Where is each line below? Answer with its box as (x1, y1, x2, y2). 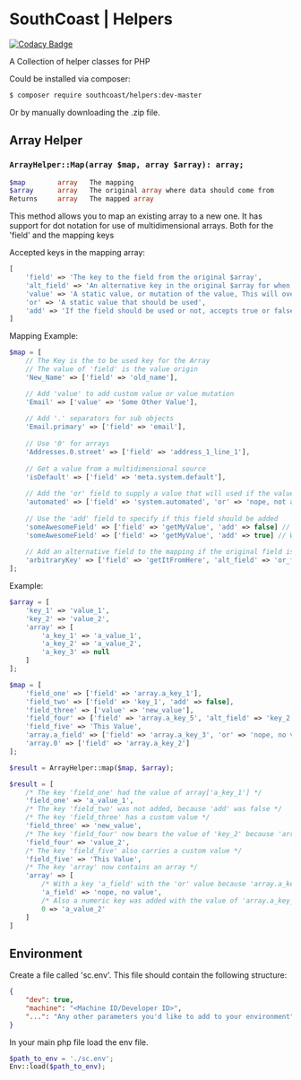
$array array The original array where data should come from (9, 186, 275, 195)
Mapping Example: (9, 331, 79, 341)
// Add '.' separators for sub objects (25, 414, 175, 423)
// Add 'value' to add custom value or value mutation (25, 389, 235, 398)
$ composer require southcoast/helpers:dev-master (9, 91, 202, 99)
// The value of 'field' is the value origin (25, 365, 199, 374)
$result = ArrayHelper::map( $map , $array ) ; (9, 763, 175, 773)
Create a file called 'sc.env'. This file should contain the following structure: (9, 970, 288, 981)
